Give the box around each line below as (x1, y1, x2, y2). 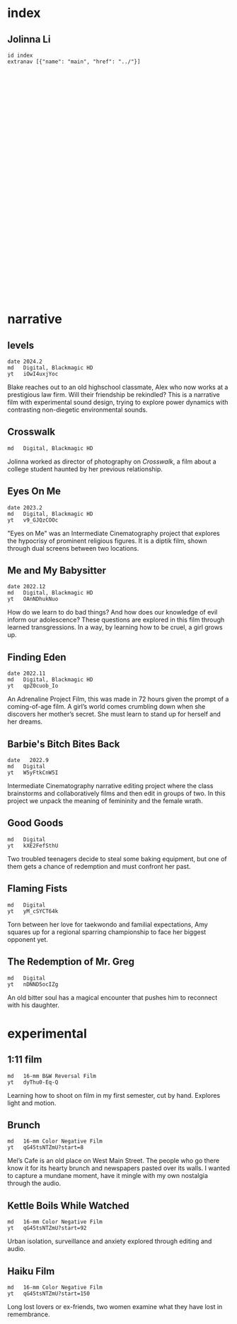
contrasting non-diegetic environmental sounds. (7, 405, 148, 414)
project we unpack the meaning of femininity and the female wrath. (7, 797, 203, 805)
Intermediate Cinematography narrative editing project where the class (7, 782, 214, 790)
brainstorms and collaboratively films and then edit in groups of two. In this (7, 789, 226, 798)
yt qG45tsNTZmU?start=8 (7, 1144, 83, 1151)
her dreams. (7, 717, 43, 726)
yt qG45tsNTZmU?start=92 (7, 1225, 87, 1232)
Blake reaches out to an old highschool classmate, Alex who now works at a (7, 383, 229, 391)
